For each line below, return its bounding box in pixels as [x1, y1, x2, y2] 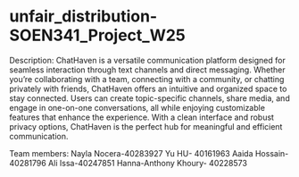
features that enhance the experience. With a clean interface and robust [9, 112, 275, 122]
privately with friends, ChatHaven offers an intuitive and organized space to [9, 83, 287, 94]
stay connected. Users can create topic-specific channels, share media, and [9, 92, 290, 104]
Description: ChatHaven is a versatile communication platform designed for [9, 55, 286, 65]
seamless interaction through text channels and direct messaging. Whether [9, 64, 286, 75]
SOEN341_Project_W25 [9, 25, 186, 46]
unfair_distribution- [9, 6, 158, 27]
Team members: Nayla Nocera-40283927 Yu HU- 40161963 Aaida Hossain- [9, 147, 289, 158]
